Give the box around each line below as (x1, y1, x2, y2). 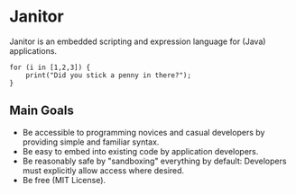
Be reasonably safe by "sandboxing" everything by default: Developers (22, 155, 287, 166)
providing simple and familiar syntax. (22, 137, 160, 147)
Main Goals (9, 103, 74, 119)
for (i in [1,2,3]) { (9, 63, 91, 72)
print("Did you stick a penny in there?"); (25, 70, 192, 80)
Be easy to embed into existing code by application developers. (22, 145, 259, 156)
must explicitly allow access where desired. (22, 164, 185, 176)
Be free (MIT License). (22, 174, 106, 185)
